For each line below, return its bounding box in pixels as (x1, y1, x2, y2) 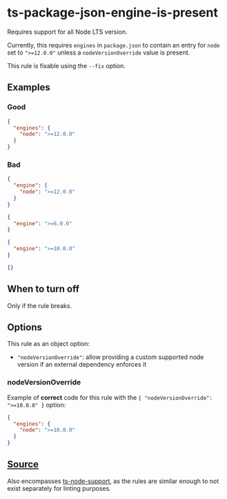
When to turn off (7, 283, 79, 295)
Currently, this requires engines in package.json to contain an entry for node (7, 41, 220, 49)
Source (7, 458, 39, 470)
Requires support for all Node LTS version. (7, 28, 128, 36)
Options (7, 322, 43, 333)
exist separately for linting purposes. (7, 484, 112, 492)
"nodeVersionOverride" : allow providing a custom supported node (17, 353, 204, 361)
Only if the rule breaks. (7, 301, 72, 309)
